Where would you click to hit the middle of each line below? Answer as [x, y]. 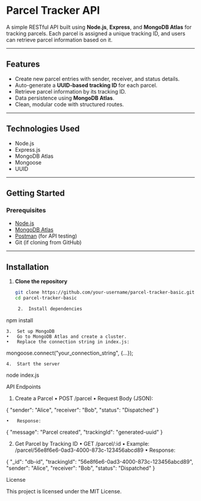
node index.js [23, 375]
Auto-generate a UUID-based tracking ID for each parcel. [86, 85]
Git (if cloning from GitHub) [48, 242]
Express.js [28, 149]
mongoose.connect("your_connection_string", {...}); [70, 353]
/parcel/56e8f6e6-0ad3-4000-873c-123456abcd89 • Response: [95, 450]
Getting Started [36, 193]
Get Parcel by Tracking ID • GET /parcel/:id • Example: [82, 443]
